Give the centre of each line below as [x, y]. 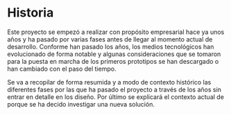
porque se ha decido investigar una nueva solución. [81, 104]
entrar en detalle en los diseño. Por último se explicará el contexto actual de [115, 97]
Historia [31, 13]
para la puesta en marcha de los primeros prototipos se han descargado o [113, 61]
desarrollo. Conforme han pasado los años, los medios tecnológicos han [111, 46]
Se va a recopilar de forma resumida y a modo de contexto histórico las [109, 82]
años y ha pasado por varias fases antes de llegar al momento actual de [110, 39]
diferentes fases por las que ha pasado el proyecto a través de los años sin [114, 89]
